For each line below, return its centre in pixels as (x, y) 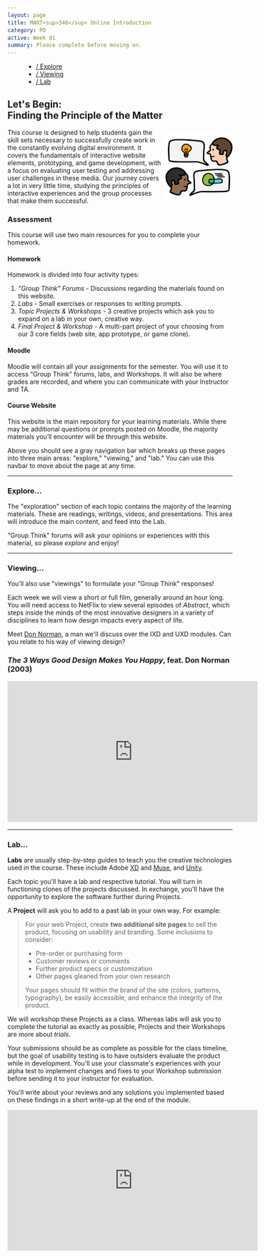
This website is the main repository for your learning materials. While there (117, 421)
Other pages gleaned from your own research (103, 976)
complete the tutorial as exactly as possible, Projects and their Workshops (116, 1027)
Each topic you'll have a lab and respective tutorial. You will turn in (105, 882)
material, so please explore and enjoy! (63, 543)
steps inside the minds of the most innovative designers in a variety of (111, 613)
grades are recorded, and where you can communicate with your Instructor (118, 382)
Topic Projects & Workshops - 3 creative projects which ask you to (116, 312)
